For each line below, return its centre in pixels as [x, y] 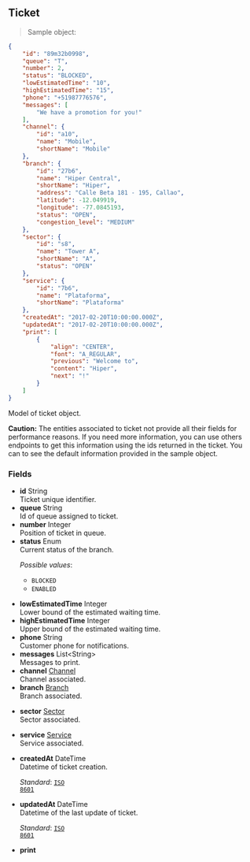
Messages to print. [50, 662]
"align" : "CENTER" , [82, 347]
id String [33, 491]
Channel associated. [53, 679]
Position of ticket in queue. [63, 533]
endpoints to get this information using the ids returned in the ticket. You [125, 445]
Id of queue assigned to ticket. [69, 516]
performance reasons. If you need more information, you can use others [125, 437]
